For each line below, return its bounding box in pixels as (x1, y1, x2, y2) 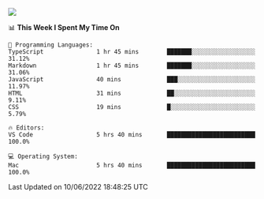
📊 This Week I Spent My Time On (8, 23, 120, 32)
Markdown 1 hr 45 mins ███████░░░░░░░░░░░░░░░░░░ (8, 62, 256, 69)
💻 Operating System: (8, 152, 79, 160)
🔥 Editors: (8, 124, 45, 132)
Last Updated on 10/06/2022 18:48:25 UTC (8, 182, 148, 191)
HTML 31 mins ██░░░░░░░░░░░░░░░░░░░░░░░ (8, 89, 256, 97)
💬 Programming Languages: (8, 41, 93, 49)
